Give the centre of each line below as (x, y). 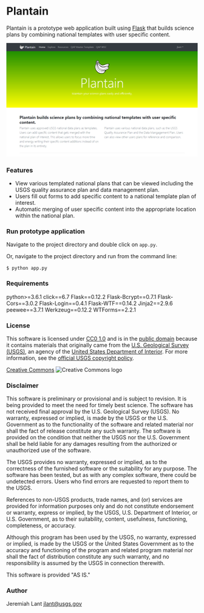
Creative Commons (30, 369)
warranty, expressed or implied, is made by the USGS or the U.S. (87, 418)
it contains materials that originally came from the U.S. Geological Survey (98, 345)
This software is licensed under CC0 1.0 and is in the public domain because (102, 338)
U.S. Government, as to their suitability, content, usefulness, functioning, (97, 519)
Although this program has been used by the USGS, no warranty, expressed (101, 537)
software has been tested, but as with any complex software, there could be (101, 475)
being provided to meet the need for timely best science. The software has (100, 405)
